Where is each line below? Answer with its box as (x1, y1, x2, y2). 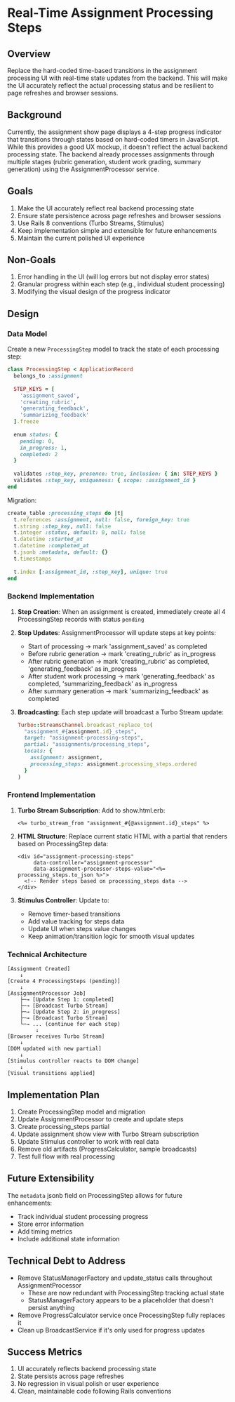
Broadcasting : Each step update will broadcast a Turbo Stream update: (17, 707, 224, 716)
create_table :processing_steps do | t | (7, 509, 124, 516)
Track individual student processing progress (17, 1212, 149, 1220)
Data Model (7, 328, 48, 338)
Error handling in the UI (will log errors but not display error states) (17, 272, 210, 281)
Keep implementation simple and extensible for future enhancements (17, 226, 217, 234)
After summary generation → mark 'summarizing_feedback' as (27, 686, 209, 695)
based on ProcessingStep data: (17, 839, 109, 848)
